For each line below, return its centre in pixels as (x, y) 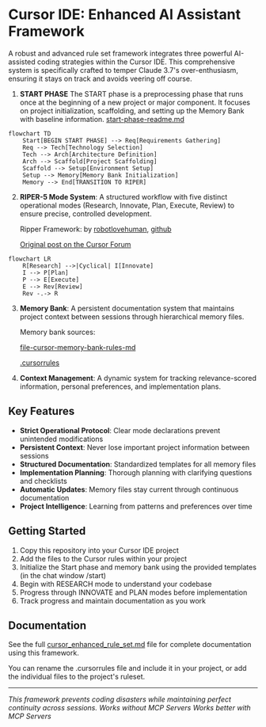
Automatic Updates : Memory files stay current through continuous (129, 489)
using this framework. (44, 653)
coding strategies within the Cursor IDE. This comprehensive (136, 62)
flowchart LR (30, 259)
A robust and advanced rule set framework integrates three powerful (120, 53)
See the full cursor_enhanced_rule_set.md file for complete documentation (130, 645)
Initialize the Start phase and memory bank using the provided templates (138, 567)
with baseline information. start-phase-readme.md (102, 119)
